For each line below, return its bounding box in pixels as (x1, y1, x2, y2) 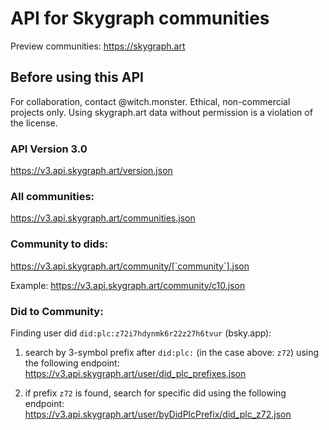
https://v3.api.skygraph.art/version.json (10, 165, 173, 177)
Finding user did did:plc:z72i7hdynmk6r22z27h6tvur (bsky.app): (10, 327, 272, 339)
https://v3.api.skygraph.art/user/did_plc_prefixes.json (24, 367, 247, 379)
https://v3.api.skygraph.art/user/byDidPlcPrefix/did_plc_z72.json (24, 408, 292, 420)
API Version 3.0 (10, 142, 88, 156)
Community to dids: (10, 237, 109, 251)
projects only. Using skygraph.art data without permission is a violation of (10, 106, 313, 118)
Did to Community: (10, 304, 104, 318)
